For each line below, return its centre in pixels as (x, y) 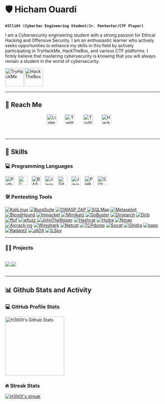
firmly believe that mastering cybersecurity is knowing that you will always (80, 56)
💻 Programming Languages (39, 166)
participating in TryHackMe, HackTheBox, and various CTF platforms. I (77, 51)
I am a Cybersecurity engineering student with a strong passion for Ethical (80, 35)
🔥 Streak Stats (23, 385)
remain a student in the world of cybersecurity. (52, 61)
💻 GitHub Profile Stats (32, 307)
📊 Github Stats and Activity (48, 290)
